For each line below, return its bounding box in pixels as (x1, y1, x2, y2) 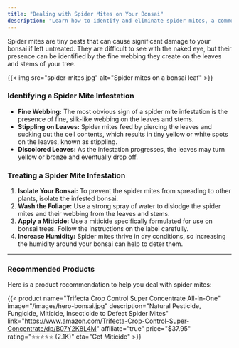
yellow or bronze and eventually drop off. (17, 153, 139, 161)
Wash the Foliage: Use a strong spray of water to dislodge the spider (17, 202, 221, 210)
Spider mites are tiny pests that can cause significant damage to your (7, 36, 211, 45)
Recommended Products (7, 265, 95, 275)
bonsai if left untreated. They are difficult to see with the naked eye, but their (7, 44, 233, 53)
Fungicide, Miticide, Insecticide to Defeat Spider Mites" (7, 309, 169, 318)
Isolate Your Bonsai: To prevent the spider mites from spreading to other (17, 187, 232, 195)
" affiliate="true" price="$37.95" (96, 324, 191, 333)
